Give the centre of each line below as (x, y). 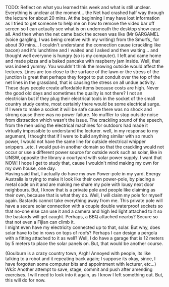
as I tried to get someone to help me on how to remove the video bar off (80, 23)
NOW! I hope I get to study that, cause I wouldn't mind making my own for (82, 163)
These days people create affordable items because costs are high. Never (82, 88)
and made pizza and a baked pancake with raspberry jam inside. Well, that (83, 61)
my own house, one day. (31, 168)
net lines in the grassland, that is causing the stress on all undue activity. (81, 82)
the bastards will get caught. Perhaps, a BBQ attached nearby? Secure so (81, 217)
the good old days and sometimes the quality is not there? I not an (74, 93)
